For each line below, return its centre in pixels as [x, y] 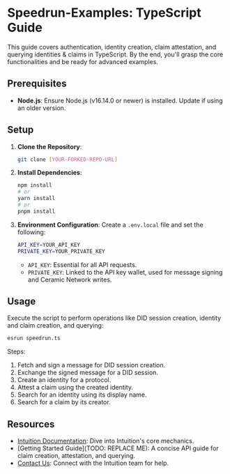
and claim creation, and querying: [55, 326]
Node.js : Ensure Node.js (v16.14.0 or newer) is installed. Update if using [120, 100]
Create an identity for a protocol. [64, 380]
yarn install [36, 199]
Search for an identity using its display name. [82, 395]
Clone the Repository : [49, 146]
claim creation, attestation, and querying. [76, 456]
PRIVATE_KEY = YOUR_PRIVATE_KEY [61, 251]
